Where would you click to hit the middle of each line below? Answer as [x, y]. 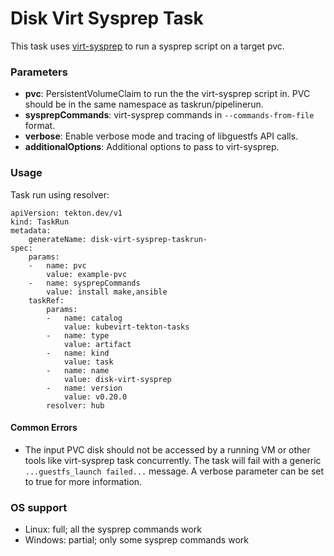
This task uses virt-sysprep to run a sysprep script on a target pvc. [147, 46]
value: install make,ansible [107, 292]
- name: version [84, 388]
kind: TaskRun [40, 222]
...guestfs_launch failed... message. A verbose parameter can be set [174, 471]
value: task [88, 362]
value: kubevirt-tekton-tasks [126, 327]
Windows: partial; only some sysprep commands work [136, 540]
